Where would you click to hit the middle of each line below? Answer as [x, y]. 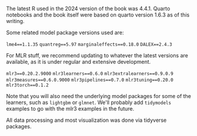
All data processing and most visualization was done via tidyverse [86, 120]
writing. [15, 21]
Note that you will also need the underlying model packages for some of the [98, 96]
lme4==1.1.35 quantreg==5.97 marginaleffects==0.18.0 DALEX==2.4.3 [89, 44]
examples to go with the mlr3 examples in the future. [70, 109]
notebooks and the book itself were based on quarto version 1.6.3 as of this [98, 15]
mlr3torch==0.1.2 [28, 85]
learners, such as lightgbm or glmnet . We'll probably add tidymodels [89, 102]
